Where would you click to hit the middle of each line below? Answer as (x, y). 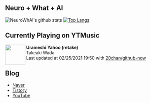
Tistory (19, 90)
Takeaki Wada (40, 52)
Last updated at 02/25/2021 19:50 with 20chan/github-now (86, 58)
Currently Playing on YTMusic (52, 36)
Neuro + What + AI (34, 8)
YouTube (21, 96)
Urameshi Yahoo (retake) (52, 47)
